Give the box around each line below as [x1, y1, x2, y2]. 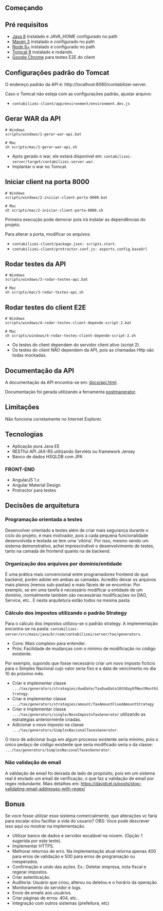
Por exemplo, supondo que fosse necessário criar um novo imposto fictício [5, 660, 156, 667]
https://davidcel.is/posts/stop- [80, 780, 142, 786]
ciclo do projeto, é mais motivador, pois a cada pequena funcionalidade [5, 533, 148, 538]
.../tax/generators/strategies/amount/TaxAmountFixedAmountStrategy [12, 702, 154, 707]
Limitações [5, 403, 39, 411]
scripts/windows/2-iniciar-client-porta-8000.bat [5, 195, 108, 200]
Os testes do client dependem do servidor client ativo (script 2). [12, 342, 140, 348]
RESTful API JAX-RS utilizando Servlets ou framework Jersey [12, 448, 135, 454]
